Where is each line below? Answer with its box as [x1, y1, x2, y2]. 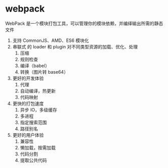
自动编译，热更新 [20, 88, 56, 94]
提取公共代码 [20, 157, 47, 163]
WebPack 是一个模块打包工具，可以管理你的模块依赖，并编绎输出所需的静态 [5, 20, 163, 26]
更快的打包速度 [12, 100, 44, 106]
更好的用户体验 [12, 132, 44, 138]
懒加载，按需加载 [20, 144, 56, 150]
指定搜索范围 [20, 119, 47, 125]
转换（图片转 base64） [20, 69, 69, 75]
